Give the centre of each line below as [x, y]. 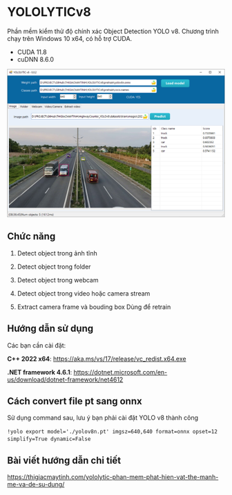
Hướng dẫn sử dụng [50, 328]
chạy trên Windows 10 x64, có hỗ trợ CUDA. [70, 38]
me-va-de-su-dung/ [36, 485]
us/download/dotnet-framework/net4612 [65, 379]
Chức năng [31, 236]
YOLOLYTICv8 [49, 12]
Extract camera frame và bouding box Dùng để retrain [94, 307]
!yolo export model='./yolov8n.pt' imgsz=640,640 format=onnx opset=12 [112, 432]
